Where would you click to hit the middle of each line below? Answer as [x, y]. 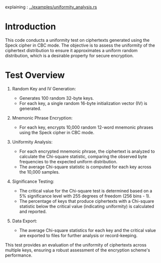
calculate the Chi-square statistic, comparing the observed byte [83, 156]
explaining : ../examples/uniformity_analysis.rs [51, 7]
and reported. [33, 211]
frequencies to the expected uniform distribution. [68, 161]
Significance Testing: [33, 181]
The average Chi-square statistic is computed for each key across [85, 167]
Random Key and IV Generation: [44, 88]
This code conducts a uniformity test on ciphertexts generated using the [77, 40]
